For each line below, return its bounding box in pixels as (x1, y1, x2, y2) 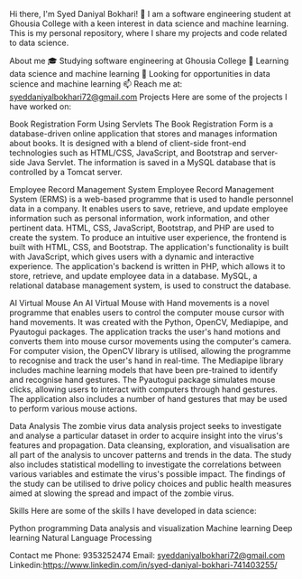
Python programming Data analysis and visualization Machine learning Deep (9, 523, 293, 533)
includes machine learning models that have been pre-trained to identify (9, 365, 278, 375)
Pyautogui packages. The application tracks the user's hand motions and (9, 326, 281, 337)
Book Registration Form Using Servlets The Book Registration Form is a (9, 118, 273, 129)
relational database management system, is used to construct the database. (9, 280, 291, 291)
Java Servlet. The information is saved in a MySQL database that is (26, 157, 277, 167)
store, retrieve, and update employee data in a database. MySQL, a (9, 271, 258, 281)
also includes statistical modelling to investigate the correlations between (9, 459, 282, 470)
